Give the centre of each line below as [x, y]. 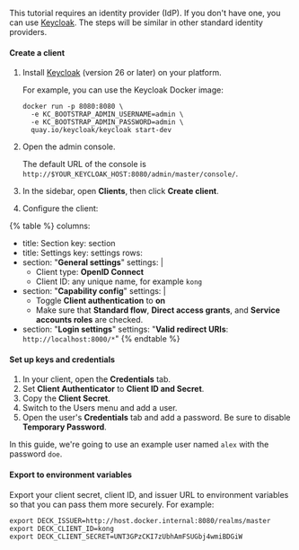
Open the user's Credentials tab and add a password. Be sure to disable [156, 418]
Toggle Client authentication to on [101, 301]
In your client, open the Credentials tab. [96, 379]
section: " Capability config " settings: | [94, 291]
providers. [28, 32]
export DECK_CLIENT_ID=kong [62, 528]
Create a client [37, 52]
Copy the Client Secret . [66, 398]
